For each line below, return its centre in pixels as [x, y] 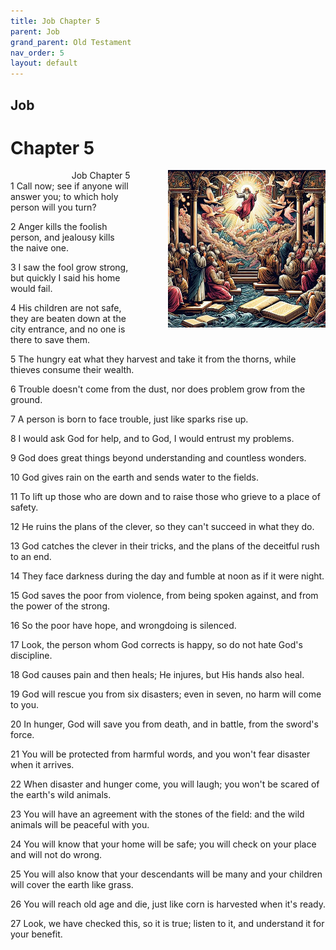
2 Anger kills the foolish [59, 227]
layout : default [44, 63]
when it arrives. [42, 765]
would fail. [31, 289]
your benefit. [36, 934]
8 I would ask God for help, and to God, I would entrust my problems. [152, 439]
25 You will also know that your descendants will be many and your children [166, 874]
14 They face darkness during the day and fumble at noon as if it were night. [167, 576]
